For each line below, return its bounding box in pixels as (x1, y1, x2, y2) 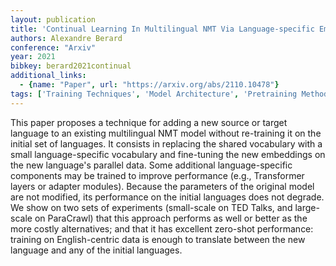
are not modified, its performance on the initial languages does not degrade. (10, 191, 325, 203)
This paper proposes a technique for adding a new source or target (10, 116, 288, 128)
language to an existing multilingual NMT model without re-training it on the (10, 127, 322, 139)
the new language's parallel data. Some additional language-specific (10, 159, 293, 171)
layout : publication (10, 14, 97, 25)
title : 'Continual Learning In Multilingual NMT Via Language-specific (10, 24, 315, 34)
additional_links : (10, 71, 87, 81)
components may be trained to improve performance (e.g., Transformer (10, 169, 305, 181)
